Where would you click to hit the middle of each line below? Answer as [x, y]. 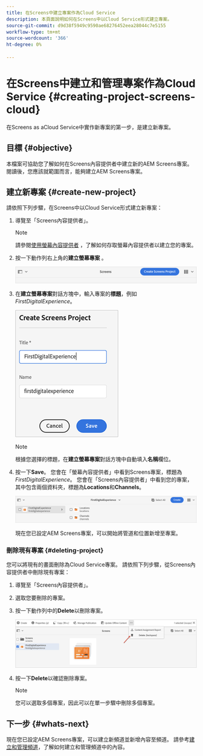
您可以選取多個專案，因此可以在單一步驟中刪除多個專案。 [86, 703]
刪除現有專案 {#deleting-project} [55, 550]
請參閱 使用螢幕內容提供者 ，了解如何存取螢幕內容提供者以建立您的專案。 [106, 245]
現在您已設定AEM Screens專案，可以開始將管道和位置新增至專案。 [98, 533]
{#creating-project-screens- [122, 97]
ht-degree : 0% [24, 45]
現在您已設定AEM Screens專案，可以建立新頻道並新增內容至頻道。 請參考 [98, 739]
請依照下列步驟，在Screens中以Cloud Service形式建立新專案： [84, 208]
